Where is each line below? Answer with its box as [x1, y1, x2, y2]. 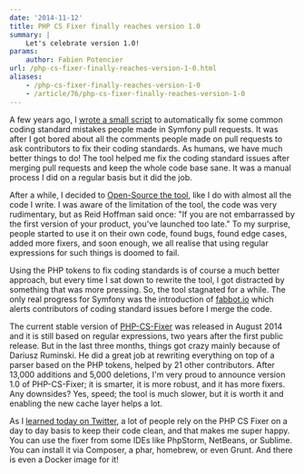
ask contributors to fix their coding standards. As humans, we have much [9, 142, 283, 154]
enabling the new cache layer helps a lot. [9, 398, 163, 409]
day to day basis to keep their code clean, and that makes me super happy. [9, 425, 290, 436]
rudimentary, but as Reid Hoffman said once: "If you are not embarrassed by [9, 208, 295, 219]
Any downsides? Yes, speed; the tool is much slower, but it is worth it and [9, 388, 284, 399]
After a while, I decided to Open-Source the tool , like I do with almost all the [9, 189, 292, 200]
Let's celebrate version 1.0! [25, 38, 141, 48]
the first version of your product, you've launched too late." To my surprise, [9, 218, 291, 229]
